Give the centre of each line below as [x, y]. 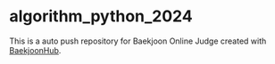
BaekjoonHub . [35, 50]
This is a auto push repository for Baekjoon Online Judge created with [138, 41]
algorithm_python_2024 [101, 16]
